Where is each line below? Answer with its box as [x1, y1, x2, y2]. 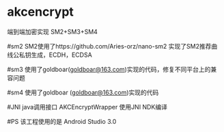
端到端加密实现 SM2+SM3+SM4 [7, 27, 98, 36]
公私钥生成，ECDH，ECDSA [12, 51, 92, 59]
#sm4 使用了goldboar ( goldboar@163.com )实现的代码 [7, 88, 159, 96]
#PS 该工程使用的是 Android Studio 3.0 [7, 117, 117, 125]
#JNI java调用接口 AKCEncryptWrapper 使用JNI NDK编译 [7, 103, 167, 111]
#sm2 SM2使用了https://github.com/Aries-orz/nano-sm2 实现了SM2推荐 [7, 42, 212, 50]
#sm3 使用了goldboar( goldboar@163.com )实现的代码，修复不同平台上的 [7, 65, 211, 73]
